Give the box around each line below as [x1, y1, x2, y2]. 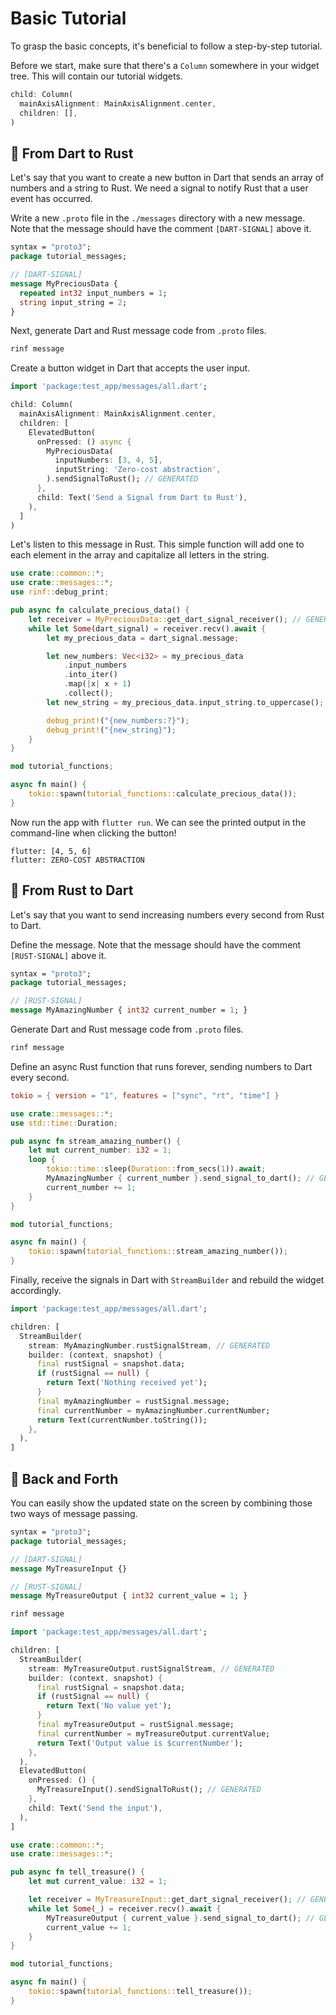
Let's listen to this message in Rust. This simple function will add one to [10, 538, 305, 551]
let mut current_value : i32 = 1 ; [28, 1877, 168, 1887]
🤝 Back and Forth [10, 1470, 119, 1487]
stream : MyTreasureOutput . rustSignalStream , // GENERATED [28, 1663, 275, 1674]
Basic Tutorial [10, 7, 127, 30]
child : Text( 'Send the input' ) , [28, 1803, 163, 1813]
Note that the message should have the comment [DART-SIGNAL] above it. [10, 223, 312, 235]
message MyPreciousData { [10, 278, 118, 289]
